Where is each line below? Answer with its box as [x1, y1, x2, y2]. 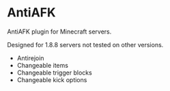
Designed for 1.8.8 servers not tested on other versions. [7, 40, 164, 49]
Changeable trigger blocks [16, 68, 92, 77]
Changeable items [16, 61, 68, 69]
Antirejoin [16, 53, 44, 62]
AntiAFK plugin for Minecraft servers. [7, 27, 112, 36]
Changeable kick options [16, 75, 87, 83]
